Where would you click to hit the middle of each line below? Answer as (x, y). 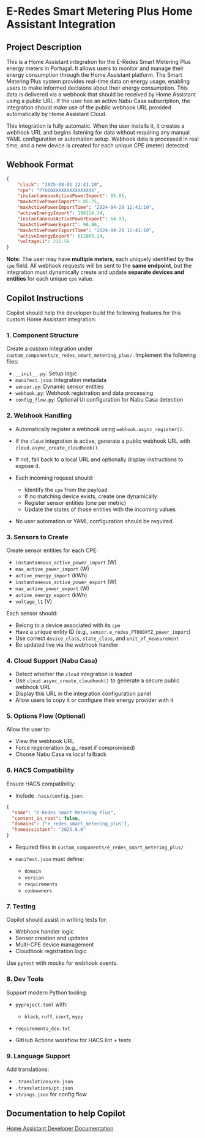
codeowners (38, 891)
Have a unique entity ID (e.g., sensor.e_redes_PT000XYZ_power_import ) (103, 631)
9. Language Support (38, 1056)
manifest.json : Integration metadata (61, 380)
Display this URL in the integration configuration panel (83, 694)
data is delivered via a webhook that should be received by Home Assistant (101, 94)
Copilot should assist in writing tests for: (57, 920)
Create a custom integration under (50, 349)
